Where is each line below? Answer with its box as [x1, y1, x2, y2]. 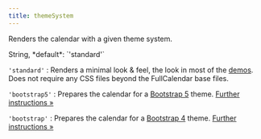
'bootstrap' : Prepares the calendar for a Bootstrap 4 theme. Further [8, 113, 237, 123]
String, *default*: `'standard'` [8, 49, 105, 59]
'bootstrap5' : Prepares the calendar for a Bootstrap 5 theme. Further [8, 89, 240, 99]
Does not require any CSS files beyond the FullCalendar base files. [8, 73, 230, 83]
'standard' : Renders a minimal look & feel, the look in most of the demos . [8, 65, 254, 75]
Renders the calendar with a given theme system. [8, 34, 173, 43]
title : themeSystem [8, 11, 74, 20]
